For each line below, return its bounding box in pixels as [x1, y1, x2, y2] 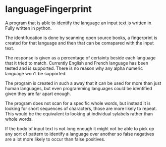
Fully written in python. [5, 25, 52, 31]
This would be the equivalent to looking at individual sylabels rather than [5, 110, 153, 117]
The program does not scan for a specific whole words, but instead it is [5, 100, 151, 106]
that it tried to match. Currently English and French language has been [5, 60, 149, 66]
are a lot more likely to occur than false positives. [5, 136, 106, 142]
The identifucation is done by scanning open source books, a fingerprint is [5, 35, 158, 41]
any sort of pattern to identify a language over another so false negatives [5, 131, 155, 137]
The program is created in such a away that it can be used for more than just [5, 80, 162, 86]
